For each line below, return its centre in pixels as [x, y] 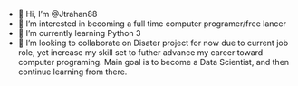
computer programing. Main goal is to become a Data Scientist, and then [154, 62]
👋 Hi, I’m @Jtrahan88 [58, 14]
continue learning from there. [72, 72]
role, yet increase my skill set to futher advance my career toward [140, 53]
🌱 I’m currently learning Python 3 [79, 33]
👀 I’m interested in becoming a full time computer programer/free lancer [152, 24]
